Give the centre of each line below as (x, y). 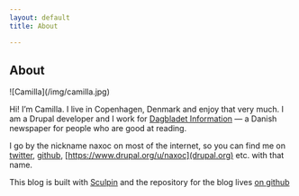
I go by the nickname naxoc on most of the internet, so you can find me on (148, 146)
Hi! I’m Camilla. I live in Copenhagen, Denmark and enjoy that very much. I (146, 110)
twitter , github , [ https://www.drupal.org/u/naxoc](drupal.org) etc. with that (147, 156)
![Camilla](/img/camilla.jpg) (60, 92)
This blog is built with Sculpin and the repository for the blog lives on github (149, 183)
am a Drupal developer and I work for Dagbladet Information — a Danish (143, 119)
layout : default (40, 18)
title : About (34, 26)
